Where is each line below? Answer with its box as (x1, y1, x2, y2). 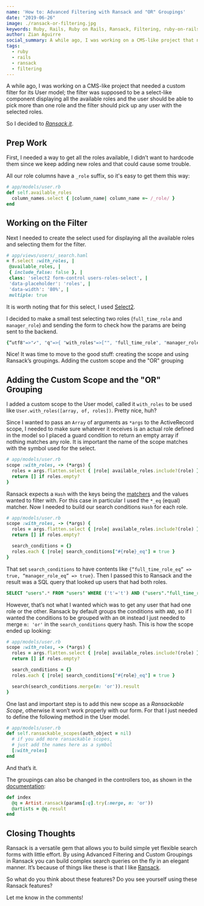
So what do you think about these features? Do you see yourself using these (6, 876, 197, 883)
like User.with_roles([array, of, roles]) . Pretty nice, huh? (6, 407, 157, 415)
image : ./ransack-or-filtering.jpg (6, 20, 97, 26)
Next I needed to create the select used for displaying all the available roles (6, 234, 195, 241)
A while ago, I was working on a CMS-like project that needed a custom (6, 82, 185, 90)
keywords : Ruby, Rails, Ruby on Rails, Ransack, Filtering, (6, 26, 162, 32)
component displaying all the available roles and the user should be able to (6, 95, 194, 102)
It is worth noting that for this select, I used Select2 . (6, 303, 135, 310)
